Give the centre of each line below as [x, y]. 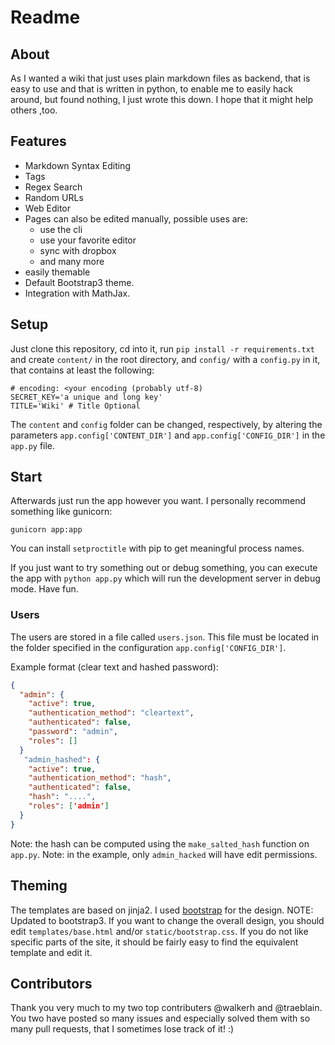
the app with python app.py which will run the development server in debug [165, 578]
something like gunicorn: [61, 512]
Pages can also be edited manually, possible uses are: [136, 218]
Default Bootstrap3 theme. [79, 282]
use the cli [61, 229]
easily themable [57, 272]
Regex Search [53, 187]
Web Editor [48, 208]
